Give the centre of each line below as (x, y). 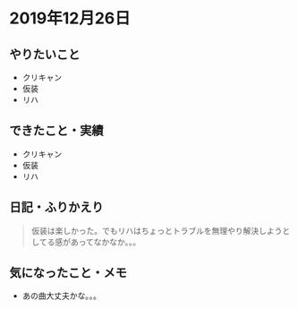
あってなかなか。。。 (106, 242)
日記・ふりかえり (56, 207)
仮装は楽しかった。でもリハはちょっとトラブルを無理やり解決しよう (157, 230)
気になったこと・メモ (68, 273)
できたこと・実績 (56, 131)
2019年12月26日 (70, 18)
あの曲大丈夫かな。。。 (61, 296)
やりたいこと (45, 54)
